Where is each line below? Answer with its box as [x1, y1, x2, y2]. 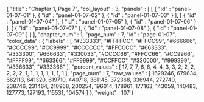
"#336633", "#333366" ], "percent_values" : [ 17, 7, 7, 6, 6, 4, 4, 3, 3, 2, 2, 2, [6, 63, 196, 70]
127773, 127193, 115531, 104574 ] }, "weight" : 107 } [6, 89, 134, 96]
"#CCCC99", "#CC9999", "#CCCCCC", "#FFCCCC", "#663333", [6, 44, 168, 51]
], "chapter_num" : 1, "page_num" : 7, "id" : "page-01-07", [32, 31, 177, 38]
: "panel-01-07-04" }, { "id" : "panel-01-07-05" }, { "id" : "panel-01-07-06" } [6, 18, 197, 25]
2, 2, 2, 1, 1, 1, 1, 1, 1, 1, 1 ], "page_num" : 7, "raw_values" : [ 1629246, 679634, [6, 70, 198, 76]
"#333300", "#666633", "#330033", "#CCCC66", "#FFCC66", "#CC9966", [6, 50, 194, 57]
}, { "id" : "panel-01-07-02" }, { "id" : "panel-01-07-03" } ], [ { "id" [32, 12, 197, 19]
